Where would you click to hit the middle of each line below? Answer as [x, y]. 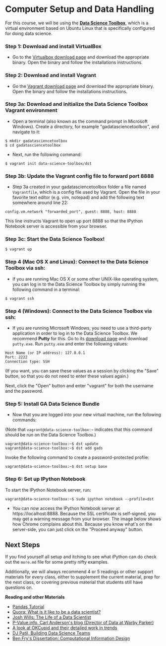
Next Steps [23, 545]
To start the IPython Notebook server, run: [48, 490]
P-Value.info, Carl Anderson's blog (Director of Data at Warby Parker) [83, 623]
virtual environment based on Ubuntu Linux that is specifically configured [80, 28]
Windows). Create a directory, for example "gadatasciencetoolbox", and [86, 126]
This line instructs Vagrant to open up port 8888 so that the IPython [74, 221]
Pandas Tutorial [28, 607]
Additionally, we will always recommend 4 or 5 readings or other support [79, 572]
